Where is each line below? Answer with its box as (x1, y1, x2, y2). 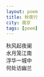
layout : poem (6, 8, 38, 15)
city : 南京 (6, 20, 31, 25)
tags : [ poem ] (6, 25, 38, 31)
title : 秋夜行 (6, 14, 38, 20)
